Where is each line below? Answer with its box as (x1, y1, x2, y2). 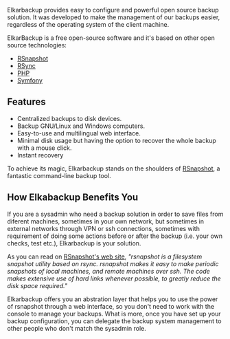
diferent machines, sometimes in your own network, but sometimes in (7, 217, 205, 226)
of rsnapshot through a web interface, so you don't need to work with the (7, 302, 215, 310)
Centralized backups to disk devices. (16, 114, 122, 122)
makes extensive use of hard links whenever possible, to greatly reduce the (7, 274, 221, 283)
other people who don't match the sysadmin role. (7, 324, 146, 332)
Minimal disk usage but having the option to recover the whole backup (16, 136, 216, 144)
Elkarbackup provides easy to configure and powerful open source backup (7, 6, 219, 14)
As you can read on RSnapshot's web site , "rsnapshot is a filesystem (7, 252, 203, 261)
